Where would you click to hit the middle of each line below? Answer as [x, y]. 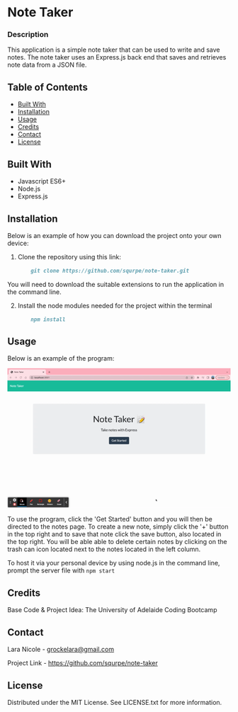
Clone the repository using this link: [69, 256]
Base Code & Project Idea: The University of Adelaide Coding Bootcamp [112, 610]
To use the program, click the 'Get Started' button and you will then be [110, 519]
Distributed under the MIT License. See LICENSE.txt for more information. [115, 702]
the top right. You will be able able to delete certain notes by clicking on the [117, 542]
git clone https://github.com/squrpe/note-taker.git [110, 271]
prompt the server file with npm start [61, 570]
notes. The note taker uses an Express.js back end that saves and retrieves [117, 57]
